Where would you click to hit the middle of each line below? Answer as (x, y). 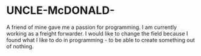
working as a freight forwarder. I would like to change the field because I (97, 33)
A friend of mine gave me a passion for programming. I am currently (92, 27)
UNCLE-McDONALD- (61, 11)
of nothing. (20, 46)
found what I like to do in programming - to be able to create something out (100, 40)
